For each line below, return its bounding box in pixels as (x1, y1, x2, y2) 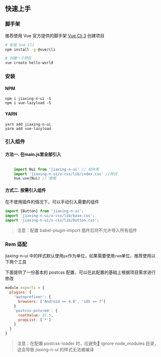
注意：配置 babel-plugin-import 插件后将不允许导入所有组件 (17, 228, 138, 233)
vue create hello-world (5, 60, 54, 65)
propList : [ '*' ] (18, 317, 51, 322)
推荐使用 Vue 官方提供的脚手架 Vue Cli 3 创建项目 (5, 32, 105, 38)
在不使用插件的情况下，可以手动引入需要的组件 (5, 199, 99, 205)
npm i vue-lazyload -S (5, 101, 51, 105)
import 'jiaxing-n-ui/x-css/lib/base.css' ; (5, 213, 95, 218)
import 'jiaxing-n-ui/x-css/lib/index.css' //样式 (14, 171, 118, 177)
